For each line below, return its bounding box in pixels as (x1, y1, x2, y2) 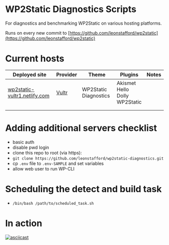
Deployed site (12, 71, 47, 78)
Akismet (116, 79, 136, 87)
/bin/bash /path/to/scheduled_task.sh (12, 201, 94, 206)
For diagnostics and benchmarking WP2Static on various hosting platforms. (5, 20, 162, 26)
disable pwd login (12, 144, 49, 150)
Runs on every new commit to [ (5, 30, 70, 36)
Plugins (120, 71, 139, 78)
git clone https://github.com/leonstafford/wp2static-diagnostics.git (12, 156, 164, 161)
